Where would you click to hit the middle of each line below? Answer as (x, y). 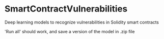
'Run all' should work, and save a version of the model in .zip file (70, 31)
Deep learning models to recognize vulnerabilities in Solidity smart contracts (82, 22)
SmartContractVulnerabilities (66, 9)
